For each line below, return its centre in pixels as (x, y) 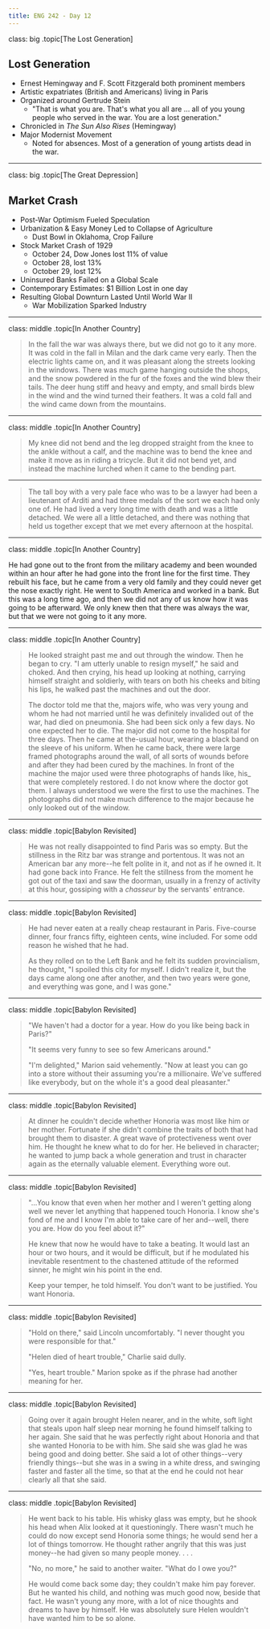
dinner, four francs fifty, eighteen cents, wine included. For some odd (143, 937)
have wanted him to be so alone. (82, 1619)
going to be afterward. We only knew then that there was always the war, (129, 608)
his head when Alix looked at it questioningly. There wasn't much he (141, 1527)
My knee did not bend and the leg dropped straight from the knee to (141, 443)
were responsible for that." (72, 1341)
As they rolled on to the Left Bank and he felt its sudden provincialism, (144, 961)
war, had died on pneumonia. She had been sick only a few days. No (141, 722)
